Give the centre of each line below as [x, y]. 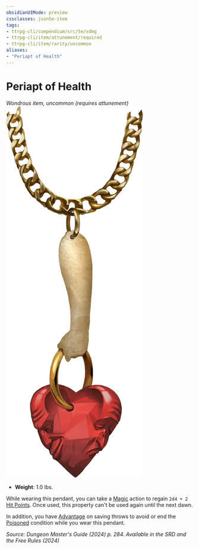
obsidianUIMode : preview [37, 12]
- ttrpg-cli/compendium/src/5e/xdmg [51, 31]
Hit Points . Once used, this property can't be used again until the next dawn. [99, 504]
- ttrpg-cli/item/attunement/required [54, 38]
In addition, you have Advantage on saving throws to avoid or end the [91, 516]
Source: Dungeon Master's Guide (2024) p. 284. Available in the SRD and [96, 534]
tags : [13, 25]
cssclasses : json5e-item [37, 19]
